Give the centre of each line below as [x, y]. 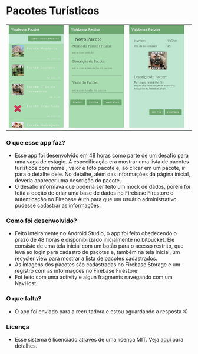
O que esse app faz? [36, 142]
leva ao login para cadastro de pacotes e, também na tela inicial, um [97, 252]
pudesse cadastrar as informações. [58, 206]
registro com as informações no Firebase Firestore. [77, 271]
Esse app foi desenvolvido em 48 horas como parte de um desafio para [101, 156]
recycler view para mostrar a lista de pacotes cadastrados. [86, 258]
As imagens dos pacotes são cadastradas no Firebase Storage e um [98, 265]
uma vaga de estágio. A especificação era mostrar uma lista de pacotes [102, 162]
